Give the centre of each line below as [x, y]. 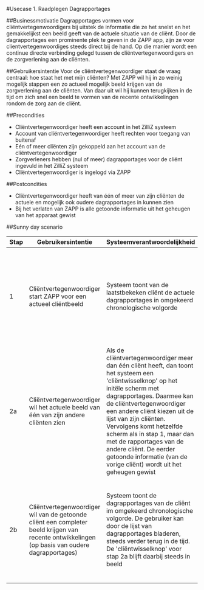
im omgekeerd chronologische [149, 511]
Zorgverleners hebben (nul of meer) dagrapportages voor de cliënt [99, 159]
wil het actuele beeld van [64, 407]
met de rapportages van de [145, 442]
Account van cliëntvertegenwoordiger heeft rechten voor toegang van [103, 134]
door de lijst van [129, 526]
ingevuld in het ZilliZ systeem [52, 166]
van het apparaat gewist [45, 215]
